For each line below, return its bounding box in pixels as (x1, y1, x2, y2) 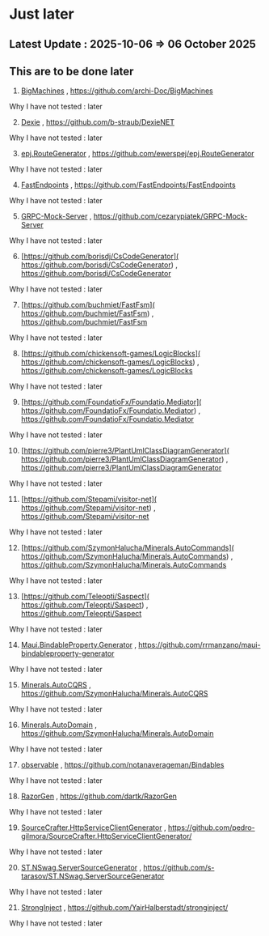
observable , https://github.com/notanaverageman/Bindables (20, 760, 225, 770)
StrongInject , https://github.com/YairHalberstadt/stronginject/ (20, 903, 229, 913)
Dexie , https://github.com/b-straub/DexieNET (20, 117, 174, 127)
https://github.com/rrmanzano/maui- (137, 640, 261, 650)
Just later (9, 5, 75, 23)
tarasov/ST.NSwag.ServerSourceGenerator (20, 871, 165, 881)
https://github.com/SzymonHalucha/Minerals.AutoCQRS (20, 689, 208, 699)
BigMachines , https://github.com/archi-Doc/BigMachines (20, 86, 213, 96)
